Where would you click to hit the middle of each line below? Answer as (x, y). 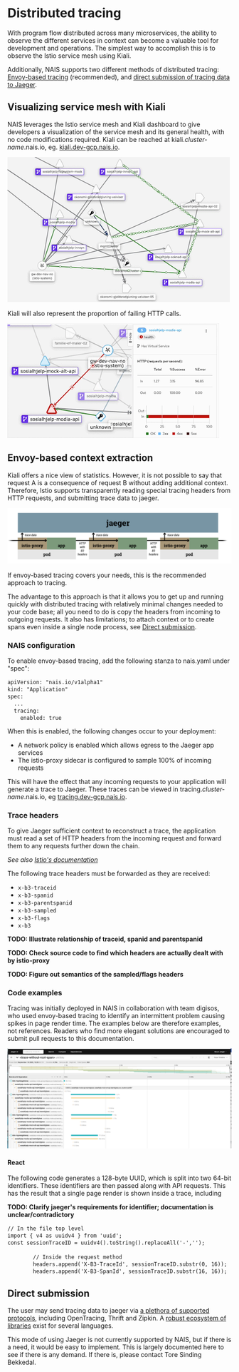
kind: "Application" (38, 689)
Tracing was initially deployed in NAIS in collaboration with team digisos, (113, 1008)
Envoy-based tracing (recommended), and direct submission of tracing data (118, 77)
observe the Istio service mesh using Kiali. (69, 56)
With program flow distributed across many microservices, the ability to (112, 33)
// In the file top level (46, 1229)
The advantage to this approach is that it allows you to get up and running (116, 596)
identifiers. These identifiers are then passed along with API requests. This (117, 1186)
